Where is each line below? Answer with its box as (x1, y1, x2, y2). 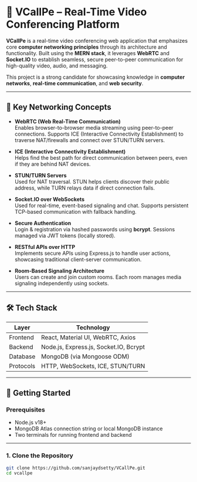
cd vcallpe (6, 470, 33, 476)
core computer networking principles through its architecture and (6, 43, 167, 50)
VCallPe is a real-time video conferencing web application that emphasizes (6, 37, 188, 44)
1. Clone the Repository (6, 451, 73, 460)
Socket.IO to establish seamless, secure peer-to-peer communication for (6, 56, 184, 63)
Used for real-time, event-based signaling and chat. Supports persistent (14, 202, 189, 209)
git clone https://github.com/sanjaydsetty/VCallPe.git (6, 465, 145, 471)
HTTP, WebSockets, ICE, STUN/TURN (40, 362, 145, 370)
